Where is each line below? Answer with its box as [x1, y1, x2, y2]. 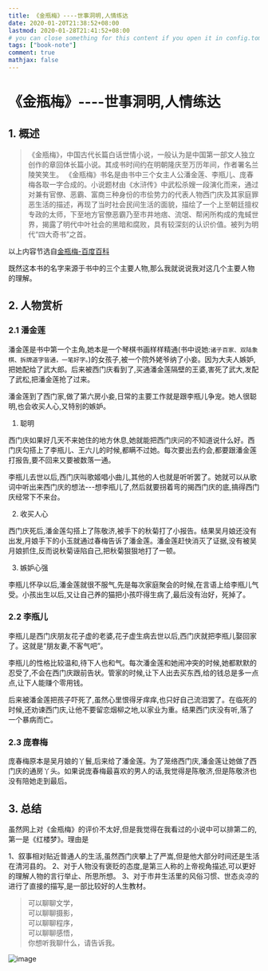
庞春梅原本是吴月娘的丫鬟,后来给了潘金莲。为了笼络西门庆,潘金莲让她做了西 [8, 757, 258, 766]
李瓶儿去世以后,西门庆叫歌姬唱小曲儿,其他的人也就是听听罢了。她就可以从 [8, 472, 250, 482]
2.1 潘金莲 [8, 324, 46, 336]
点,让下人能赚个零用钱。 [8, 678, 88, 687]
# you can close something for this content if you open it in [8, 33, 223, 42]
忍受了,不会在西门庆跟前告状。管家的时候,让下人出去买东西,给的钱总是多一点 [8, 667, 259, 678]
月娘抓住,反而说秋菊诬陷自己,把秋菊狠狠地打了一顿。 [8, 545, 181, 555]
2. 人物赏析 [8, 299, 63, 313]
